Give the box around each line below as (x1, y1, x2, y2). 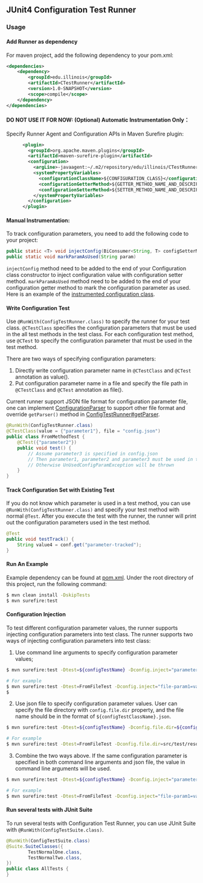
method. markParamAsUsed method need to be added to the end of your (6, 278, 181, 285)
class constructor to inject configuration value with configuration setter (6, 272, 183, 279)
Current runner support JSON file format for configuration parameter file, (6, 398, 188, 405)
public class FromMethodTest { (6, 434, 85, 440)
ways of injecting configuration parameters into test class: (6, 637, 151, 644)
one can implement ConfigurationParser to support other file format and (6, 405, 185, 412)
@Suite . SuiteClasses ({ (6, 843, 63, 849)
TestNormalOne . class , (28, 849, 83, 855)
